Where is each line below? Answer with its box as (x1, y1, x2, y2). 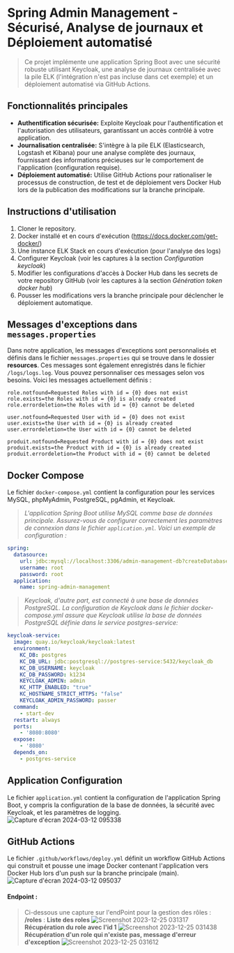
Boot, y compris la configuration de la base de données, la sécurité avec (7, 801, 215, 809)
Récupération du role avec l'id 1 (24, 923, 117, 931)
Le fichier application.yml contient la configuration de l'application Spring (7, 793, 221, 801)
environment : (13, 645, 52, 652)
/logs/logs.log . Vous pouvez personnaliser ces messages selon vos (7, 369, 205, 377)
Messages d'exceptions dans (7, 318, 138, 330)
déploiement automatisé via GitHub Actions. (24, 80, 151, 88)
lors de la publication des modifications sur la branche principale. (17, 185, 205, 193)
